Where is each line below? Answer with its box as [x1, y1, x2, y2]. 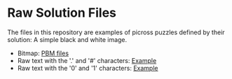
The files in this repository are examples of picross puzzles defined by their [7, 28, 226, 36]
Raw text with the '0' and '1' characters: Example [17, 64, 158, 72]
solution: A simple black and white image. [7, 35, 128, 43]
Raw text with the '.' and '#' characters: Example [17, 56, 157, 64]
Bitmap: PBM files [17, 49, 69, 57]
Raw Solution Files [7, 5, 117, 21]
